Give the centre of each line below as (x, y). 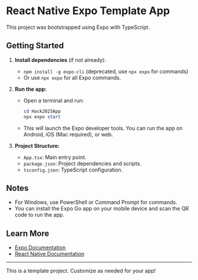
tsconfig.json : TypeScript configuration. (73, 170)
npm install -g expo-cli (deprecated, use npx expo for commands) (106, 71)
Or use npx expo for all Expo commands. (72, 77)
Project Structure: (37, 146)
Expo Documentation (40, 248)
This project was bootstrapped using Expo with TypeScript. (78, 27)
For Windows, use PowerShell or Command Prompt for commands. (96, 202)
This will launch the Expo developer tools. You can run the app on (103, 128)
